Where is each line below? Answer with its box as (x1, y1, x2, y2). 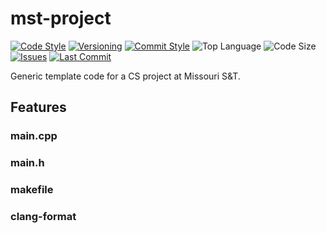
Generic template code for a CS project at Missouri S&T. (10, 70, 241, 82)
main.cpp (10, 129, 58, 143)
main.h (10, 156, 45, 170)
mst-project (10, 7, 112, 30)
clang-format (10, 210, 77, 224)
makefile (10, 183, 54, 197)
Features (10, 99, 67, 116)
